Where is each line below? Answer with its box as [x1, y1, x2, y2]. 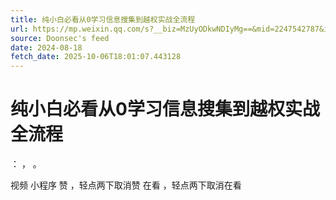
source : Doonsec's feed [10, 33, 110, 43]
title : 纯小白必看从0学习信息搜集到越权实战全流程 [10, 14, 196, 25]
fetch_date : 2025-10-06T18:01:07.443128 [10, 52, 182, 62]
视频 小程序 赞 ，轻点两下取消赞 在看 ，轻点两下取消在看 [10, 179, 242, 191]
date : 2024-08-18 [10, 42, 83, 53]
